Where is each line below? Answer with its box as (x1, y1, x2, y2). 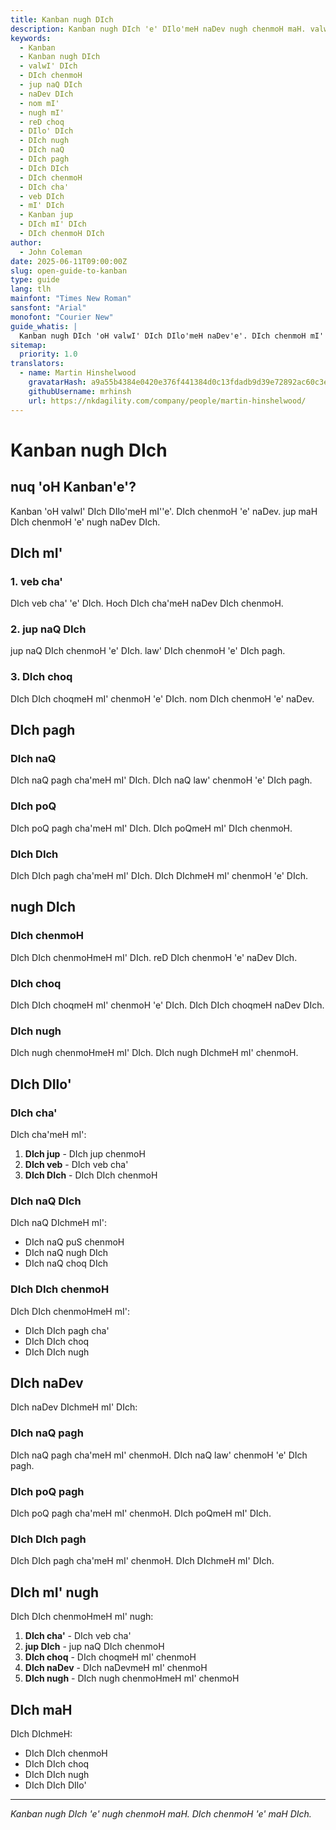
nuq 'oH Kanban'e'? (10, 479, 137, 496)
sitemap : (10, 340, 47, 350)
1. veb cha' (10, 574, 63, 588)
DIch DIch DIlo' (24, 1779, 87, 1791)
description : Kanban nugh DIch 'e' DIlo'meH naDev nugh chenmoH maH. (10, 24, 307, 34)
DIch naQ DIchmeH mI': (10, 1217, 108, 1229)
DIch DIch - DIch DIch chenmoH (24, 1169, 158, 1181)
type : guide (10, 275, 60, 285)
